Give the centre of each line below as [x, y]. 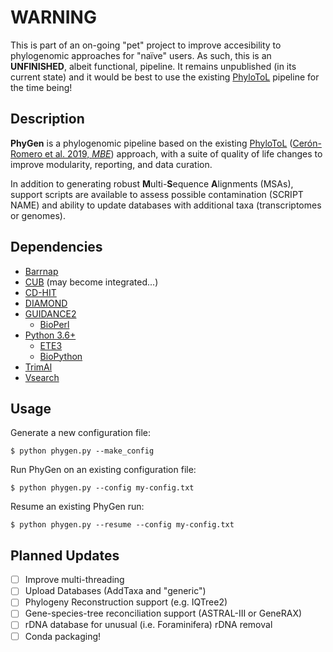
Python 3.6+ [50, 335]
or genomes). [38, 215]
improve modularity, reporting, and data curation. [111, 164]
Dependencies [56, 247]
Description [47, 119]
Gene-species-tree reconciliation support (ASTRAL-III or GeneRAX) [163, 613]
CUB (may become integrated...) [91, 282]
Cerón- [307, 143]
